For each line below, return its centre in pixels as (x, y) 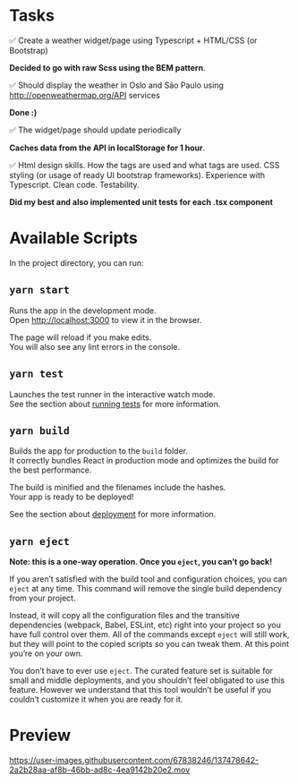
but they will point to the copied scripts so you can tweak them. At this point (149, 644)
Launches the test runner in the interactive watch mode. (113, 394)
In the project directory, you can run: (77, 263)
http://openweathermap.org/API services (85, 95)
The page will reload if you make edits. (81, 337)
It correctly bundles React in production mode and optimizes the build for (144, 461)
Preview (40, 736)
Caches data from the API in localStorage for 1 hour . (107, 148)
